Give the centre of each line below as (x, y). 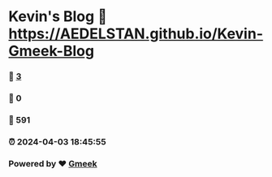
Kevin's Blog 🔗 (58, 17)
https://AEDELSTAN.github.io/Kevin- (136, 34)
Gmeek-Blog (52, 51)
